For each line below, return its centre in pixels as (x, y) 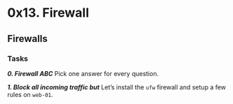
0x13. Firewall (48, 13)
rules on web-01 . (31, 94)
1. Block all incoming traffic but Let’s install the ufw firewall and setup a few (117, 87)
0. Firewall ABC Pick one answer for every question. (83, 73)
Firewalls (27, 39)
